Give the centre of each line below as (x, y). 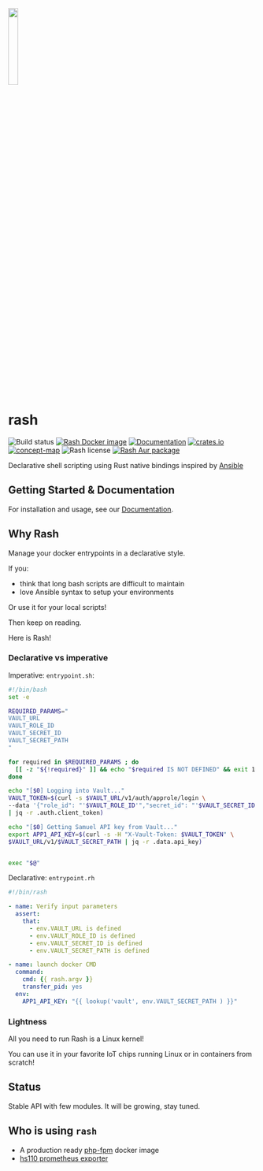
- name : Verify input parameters (63, 907)
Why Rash (33, 534)
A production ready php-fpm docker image (89, 1150)
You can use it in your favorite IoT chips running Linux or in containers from (130, 1054)
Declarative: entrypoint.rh (52, 878)
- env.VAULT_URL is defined (75, 928)
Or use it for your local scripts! (57, 607)
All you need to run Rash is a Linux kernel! (76, 1039)
